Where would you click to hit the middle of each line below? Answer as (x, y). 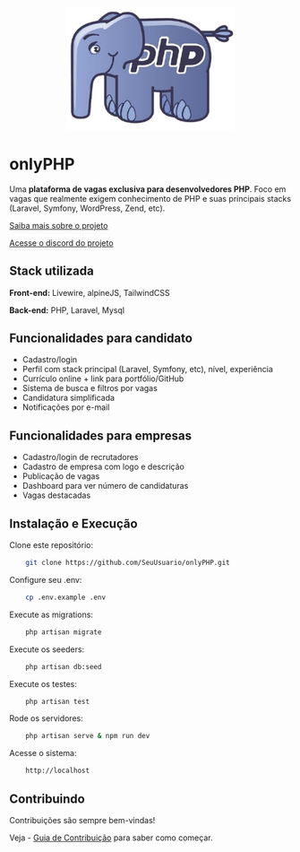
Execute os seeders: (47, 649)
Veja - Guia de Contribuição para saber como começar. (111, 838)
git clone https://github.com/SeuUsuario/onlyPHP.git (128, 563)
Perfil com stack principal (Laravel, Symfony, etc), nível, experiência (147, 369)
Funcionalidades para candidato (101, 338)
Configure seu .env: (46, 579)
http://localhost (58, 771)
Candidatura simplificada (68, 398)
